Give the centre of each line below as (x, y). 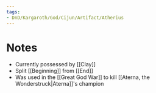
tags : (13, 12)
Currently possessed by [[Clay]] (55, 64)
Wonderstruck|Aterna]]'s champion (59, 84)
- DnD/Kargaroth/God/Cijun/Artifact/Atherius (65, 18)
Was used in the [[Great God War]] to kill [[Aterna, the (83, 77)
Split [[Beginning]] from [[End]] (54, 71)
